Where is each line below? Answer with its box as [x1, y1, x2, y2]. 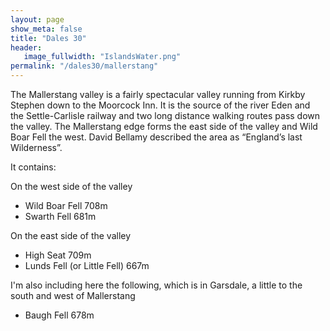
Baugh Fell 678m [24, 309, 95, 321]
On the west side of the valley [10, 181, 133, 192]
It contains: [10, 161, 57, 173]
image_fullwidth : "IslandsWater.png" [23, 52, 182, 62]
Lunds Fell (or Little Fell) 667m [24, 260, 150, 271]
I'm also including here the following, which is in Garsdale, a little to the [10, 279, 303, 291]
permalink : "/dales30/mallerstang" [10, 61, 159, 71]
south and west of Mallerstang [10, 290, 136, 301]
